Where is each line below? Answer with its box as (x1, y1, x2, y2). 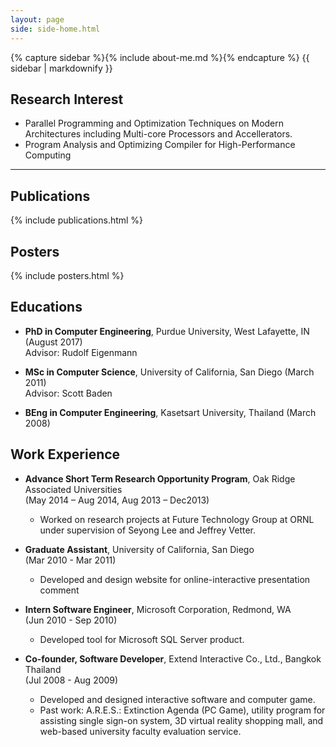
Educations (10, 299, 83, 316)
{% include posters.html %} (10, 269, 125, 281)
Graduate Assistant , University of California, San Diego (24, 543, 255, 555)
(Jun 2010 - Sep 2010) (24, 614, 118, 626)
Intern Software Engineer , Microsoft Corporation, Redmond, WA (24, 603, 292, 615)
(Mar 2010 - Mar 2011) (24, 554, 117, 566)
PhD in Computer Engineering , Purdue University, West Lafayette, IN (24, 325, 310, 337)
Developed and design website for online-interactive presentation (39, 573, 311, 585)
